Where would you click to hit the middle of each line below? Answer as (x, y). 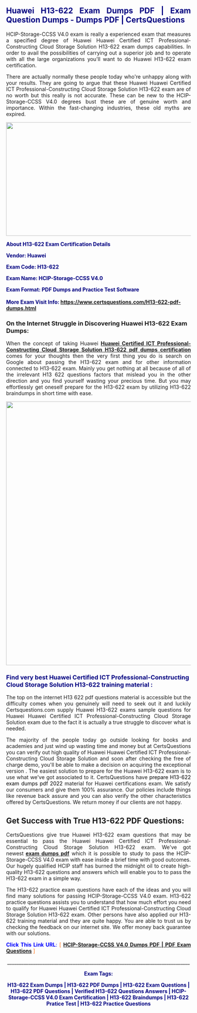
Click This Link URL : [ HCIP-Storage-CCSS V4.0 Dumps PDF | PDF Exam (98, 945)
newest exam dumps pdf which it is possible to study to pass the (90, 854)
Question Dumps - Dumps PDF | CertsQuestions (96, 20)
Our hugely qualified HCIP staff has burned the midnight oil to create (91, 866)
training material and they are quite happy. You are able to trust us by (104, 921)
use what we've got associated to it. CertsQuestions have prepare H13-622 (98, 777)
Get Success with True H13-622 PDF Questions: (95, 820)
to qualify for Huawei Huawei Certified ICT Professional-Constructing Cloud (98, 909)
